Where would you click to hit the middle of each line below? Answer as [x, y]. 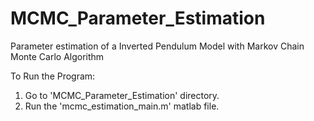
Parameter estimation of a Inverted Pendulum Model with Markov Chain [157, 46]
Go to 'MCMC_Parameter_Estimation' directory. [122, 95]
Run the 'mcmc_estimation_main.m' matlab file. [122, 106]
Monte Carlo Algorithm [57, 56]
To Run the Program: [53, 76]
